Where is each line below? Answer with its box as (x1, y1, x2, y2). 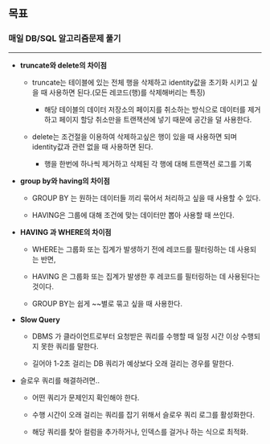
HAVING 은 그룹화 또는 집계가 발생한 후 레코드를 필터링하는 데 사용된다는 (31, 271, 261, 281)
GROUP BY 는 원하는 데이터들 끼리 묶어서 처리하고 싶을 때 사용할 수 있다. (31, 193, 261, 203)
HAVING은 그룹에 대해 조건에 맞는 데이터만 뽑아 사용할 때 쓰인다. (31, 210, 235, 220)
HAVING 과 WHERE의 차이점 (19, 227, 112, 236)
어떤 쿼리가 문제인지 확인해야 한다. (31, 393, 140, 402)
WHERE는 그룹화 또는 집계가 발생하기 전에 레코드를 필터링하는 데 (31, 244, 235, 254)
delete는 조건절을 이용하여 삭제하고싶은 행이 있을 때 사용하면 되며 (31, 131, 237, 142)
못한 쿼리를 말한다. (40, 341, 99, 351)
